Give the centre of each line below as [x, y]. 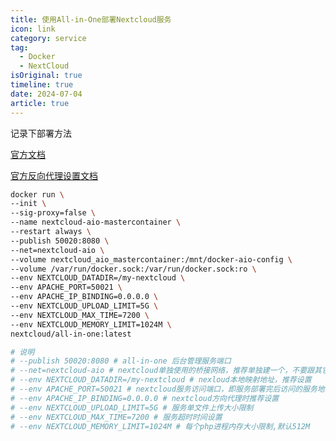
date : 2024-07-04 [46, 94]
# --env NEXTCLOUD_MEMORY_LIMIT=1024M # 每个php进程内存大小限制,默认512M [160, 426]
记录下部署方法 [41, 133]
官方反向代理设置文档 [54, 175]
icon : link [33, 29]
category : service [48, 38]
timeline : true [42, 85]
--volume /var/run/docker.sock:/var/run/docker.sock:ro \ [133, 269]
